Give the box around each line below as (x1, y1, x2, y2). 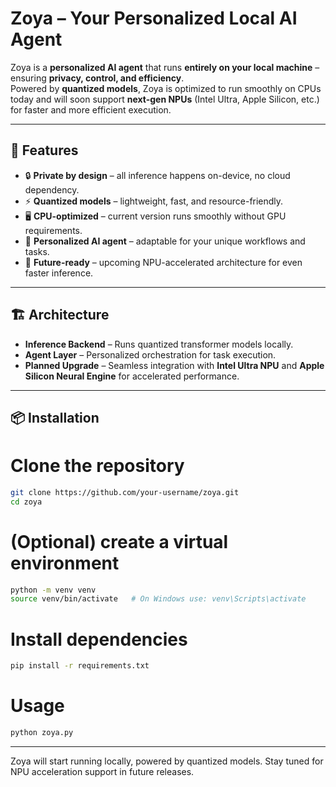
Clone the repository (10, 455, 185, 477)
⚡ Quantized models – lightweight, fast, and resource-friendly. (24, 195, 284, 207)
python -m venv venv (10, 585, 97, 595)
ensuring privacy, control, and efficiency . (10, 72, 185, 84)
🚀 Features (10, 142, 79, 159)
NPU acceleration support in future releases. (10, 765, 195, 777)
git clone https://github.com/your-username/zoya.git (10, 487, 240, 497)
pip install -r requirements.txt (10, 661, 150, 671)
